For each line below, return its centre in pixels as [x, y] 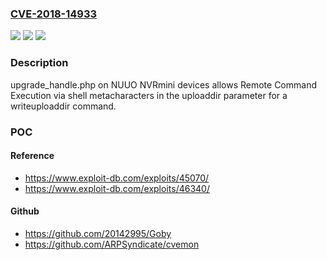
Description [39, 63]
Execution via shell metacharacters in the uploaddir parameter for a [149, 95]
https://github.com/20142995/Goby [98, 233]
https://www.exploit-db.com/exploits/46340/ [117, 188]
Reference [32, 156]
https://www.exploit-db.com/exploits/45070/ [117, 178]
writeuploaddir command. [63, 106]
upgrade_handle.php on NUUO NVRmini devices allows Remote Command [163, 84]
